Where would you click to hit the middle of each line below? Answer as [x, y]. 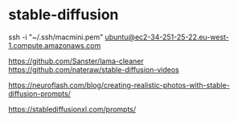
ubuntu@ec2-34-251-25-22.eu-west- [167, 37]
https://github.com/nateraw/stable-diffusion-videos [94, 69]
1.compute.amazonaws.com [55, 45]
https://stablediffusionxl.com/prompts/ [72, 109]
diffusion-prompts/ [39, 93]
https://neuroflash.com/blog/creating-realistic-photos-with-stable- [119, 85]
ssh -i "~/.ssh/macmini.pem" [56, 37]
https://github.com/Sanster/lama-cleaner [76, 61]
